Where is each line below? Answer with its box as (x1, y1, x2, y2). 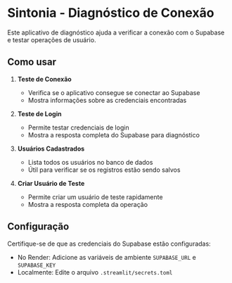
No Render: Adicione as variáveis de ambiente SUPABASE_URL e (17, 253, 197, 261)
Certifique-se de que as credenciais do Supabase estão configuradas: (7, 239, 211, 248)
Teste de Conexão (17, 75, 72, 83)
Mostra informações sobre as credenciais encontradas (27, 96, 187, 104)
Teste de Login (17, 109, 62, 118)
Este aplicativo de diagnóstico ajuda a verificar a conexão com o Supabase (7, 28, 225, 37)
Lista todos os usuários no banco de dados (27, 158, 153, 166)
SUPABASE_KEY (17, 262, 56, 269)
